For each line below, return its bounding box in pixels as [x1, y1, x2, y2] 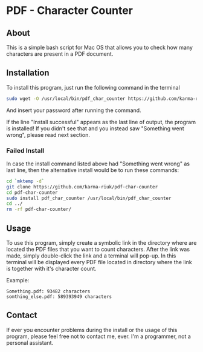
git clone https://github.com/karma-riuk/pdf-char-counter [6, 184, 158, 190]
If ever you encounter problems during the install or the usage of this [6, 326, 178, 333]
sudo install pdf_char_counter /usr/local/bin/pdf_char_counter [6, 195, 172, 201]
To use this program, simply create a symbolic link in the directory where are [6, 239, 197, 247]
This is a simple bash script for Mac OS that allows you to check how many [6, 44, 193, 51]
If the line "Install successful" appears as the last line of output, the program [6, 118, 196, 125]
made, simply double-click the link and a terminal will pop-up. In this [6, 252, 176, 259]
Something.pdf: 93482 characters [6, 288, 91, 294]
